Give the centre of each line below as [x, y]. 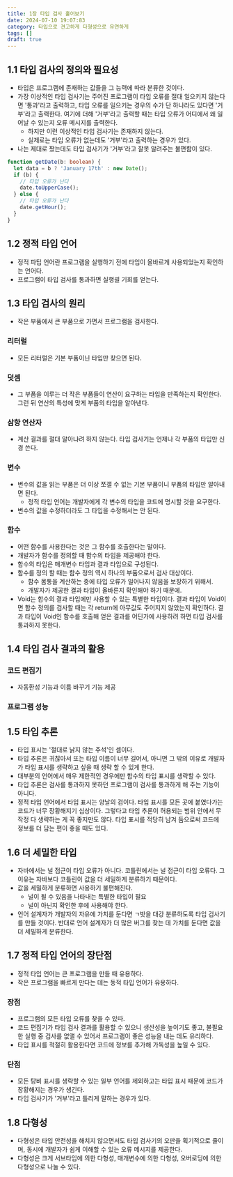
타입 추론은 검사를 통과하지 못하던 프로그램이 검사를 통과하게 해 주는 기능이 [119, 784]
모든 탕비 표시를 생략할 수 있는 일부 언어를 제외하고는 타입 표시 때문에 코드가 [120, 1081]
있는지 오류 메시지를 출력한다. [78, 122]
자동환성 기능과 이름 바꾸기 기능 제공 [66, 687]
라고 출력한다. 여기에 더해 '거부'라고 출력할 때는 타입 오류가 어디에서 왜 [120, 114]
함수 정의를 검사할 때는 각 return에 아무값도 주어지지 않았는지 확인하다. [121, 607]
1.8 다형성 [27, 1122]
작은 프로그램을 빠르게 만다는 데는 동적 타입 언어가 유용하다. [98, 982]
